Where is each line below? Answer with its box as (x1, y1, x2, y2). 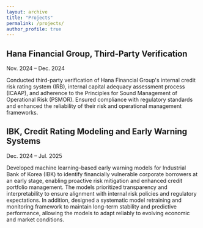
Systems (6, 136, 41, 146)
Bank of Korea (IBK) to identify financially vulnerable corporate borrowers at (6, 170, 198, 177)
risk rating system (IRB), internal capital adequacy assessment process (6, 83, 185, 90)
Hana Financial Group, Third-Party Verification (6, 48, 188, 59)
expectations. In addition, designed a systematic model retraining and (6, 196, 182, 204)
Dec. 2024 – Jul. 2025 (6, 152, 62, 159)
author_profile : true (6, 26, 62, 32)
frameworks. (6, 109, 39, 116)
